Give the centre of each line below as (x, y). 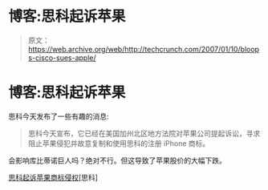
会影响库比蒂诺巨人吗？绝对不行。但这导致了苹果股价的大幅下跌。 (117, 160)
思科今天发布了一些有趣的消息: (59, 116)
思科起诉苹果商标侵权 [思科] (53, 177)
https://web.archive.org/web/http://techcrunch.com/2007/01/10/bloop (143, 49)
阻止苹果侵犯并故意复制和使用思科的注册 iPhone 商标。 (119, 143)
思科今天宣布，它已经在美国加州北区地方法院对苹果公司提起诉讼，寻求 (144, 133)
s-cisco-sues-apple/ (62, 58)
